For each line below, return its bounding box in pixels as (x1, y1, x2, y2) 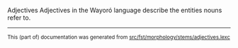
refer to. (7, 13, 31, 22)
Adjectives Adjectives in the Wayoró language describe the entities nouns (7, 6, 222, 14)
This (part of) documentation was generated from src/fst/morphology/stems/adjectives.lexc (7, 34, 230, 41)
